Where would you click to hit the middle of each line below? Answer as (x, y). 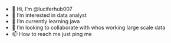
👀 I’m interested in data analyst (49, 15)
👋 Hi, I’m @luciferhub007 (42, 9)
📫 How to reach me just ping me (52, 34)
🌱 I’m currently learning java (46, 21)
